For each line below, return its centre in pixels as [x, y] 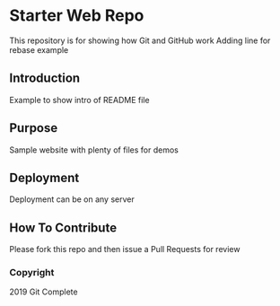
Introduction [45, 79]
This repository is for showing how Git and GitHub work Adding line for [140, 40]
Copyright [32, 273]
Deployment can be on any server [72, 199]
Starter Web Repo [77, 16]
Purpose [34, 128]
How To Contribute [63, 227]
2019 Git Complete [44, 292]
